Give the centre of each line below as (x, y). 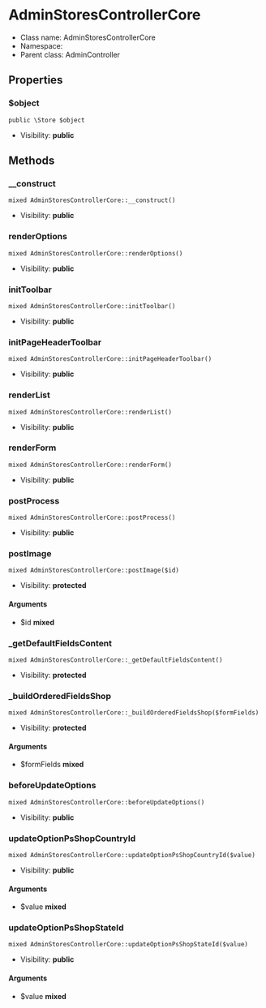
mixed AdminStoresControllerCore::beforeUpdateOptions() (107, 802)
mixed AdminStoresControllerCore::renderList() (90, 412)
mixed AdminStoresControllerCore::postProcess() (92, 518)
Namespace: (41, 45)
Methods (32, 161)
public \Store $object (47, 120)
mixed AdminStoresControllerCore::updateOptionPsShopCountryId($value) (132, 855)
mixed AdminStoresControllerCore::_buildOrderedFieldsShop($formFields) (134, 713)
